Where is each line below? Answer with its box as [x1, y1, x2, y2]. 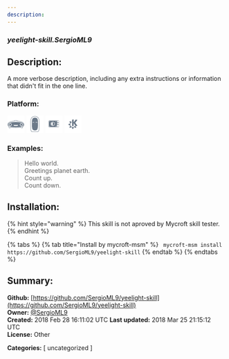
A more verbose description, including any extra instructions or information [7, 75, 221, 83]
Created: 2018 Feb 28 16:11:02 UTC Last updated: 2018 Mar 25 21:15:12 [7, 315, 211, 324]
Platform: [7, 99, 39, 109]
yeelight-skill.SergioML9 [7, 35, 92, 44]
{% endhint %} [7, 227, 50, 235]
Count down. [24, 181, 61, 190]
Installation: [7, 201, 60, 213]
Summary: [7, 275, 53, 287]
